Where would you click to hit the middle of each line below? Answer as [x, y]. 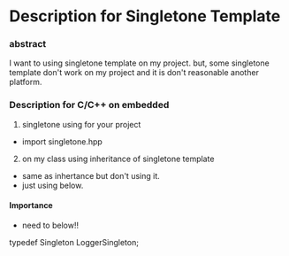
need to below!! [50, 225]
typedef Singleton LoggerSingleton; [74, 242]
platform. [26, 82]
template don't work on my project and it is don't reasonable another [134, 73]
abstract [28, 44]
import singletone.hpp [62, 141]
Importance [31, 206]
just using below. [53, 185]
